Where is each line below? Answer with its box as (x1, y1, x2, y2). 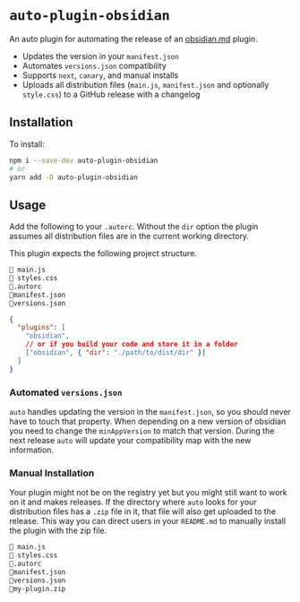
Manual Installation (9, 467, 95, 479)
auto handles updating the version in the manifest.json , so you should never (9, 406, 291, 417)
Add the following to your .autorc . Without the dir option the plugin (9, 221, 259, 232)
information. (9, 444, 55, 455)
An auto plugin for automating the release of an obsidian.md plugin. (9, 33, 258, 44)
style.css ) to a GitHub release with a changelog (21, 89, 201, 99)
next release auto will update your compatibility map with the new (9, 434, 252, 445)
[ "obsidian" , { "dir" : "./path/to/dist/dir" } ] (25, 348, 206, 357)
